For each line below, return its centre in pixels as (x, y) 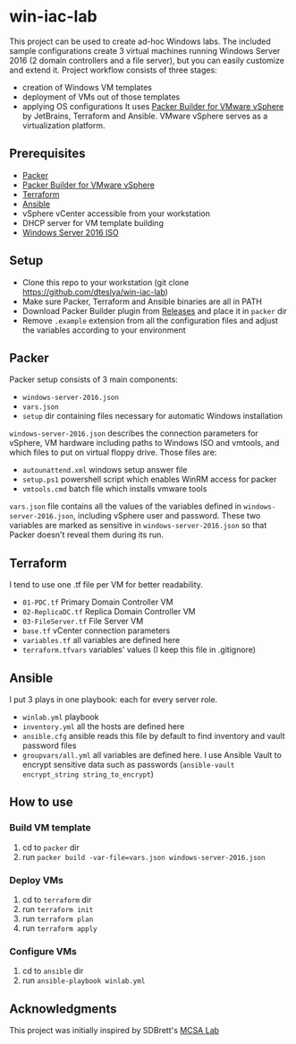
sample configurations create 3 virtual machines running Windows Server (145, 50)
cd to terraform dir (57, 900)
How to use (41, 802)
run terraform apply (59, 928)
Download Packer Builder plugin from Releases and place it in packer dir (155, 310)
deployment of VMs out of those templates (101, 97)
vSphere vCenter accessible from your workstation (116, 213)
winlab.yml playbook (60, 717)
